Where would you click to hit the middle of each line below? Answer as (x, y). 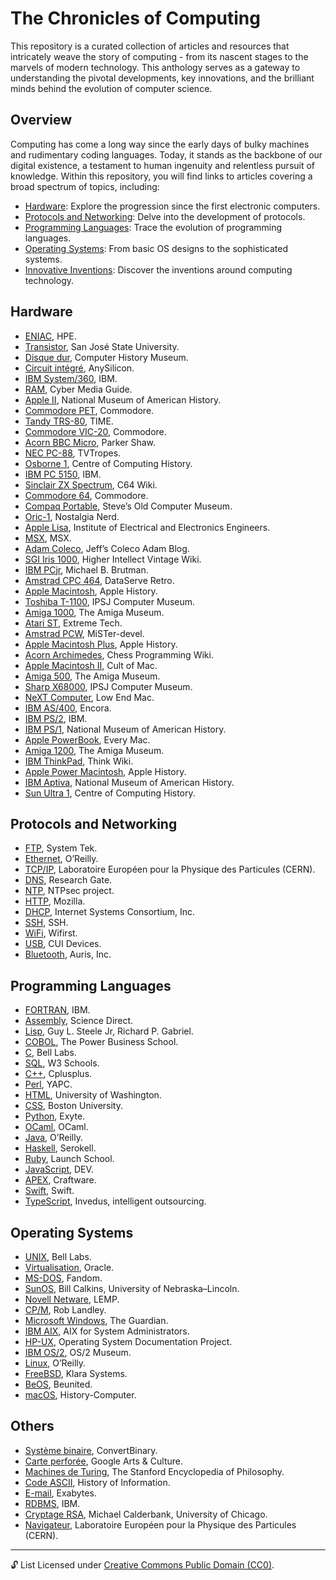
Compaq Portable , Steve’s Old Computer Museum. (128, 506)
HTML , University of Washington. (93, 1095)
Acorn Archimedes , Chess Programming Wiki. (119, 654)
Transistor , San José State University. (102, 346)
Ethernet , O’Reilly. (61, 859)
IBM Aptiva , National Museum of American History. (129, 782)
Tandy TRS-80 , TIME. (69, 421)
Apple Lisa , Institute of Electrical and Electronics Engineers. (147, 527)
